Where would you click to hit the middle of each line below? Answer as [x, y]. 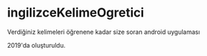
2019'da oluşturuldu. [36, 45]
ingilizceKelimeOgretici [75, 13]
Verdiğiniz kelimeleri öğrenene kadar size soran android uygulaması [104, 32]
